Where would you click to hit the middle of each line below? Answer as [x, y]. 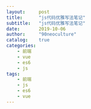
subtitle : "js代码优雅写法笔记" [46, 23]
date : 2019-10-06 [36, 29]
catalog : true [28, 40]
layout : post [28, 12]
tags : [13, 74]
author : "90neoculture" [42, 35]
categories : [21, 46]
